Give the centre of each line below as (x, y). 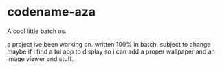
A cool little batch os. (37, 31)
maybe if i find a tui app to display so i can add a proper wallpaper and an (111, 51)
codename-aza (52, 12)
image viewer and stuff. (40, 58)
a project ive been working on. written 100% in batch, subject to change (109, 44)
